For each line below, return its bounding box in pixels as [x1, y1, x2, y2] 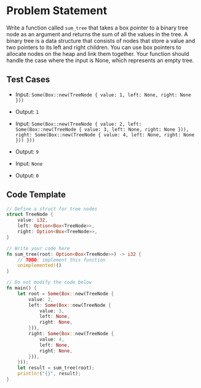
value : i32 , [17, 217, 48, 223]
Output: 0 [15, 171, 39, 179]
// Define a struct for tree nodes [6, 206, 98, 212]
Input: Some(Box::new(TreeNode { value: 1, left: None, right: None [15, 90, 192, 98]
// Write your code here [6, 245, 70, 252]
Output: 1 [15, 108, 39, 115]
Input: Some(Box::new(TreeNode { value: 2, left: [15, 120, 142, 127]
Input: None [15, 160, 43, 167]
